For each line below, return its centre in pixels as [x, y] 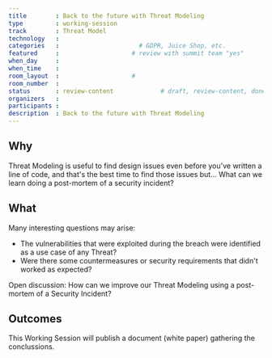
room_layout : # [72, 76]
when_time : [34, 69]
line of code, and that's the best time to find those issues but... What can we [136, 174]
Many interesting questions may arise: [72, 228]
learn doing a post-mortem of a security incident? [91, 183]
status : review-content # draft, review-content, [128, 91]
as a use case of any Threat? [68, 252]
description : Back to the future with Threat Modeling [106, 114]
